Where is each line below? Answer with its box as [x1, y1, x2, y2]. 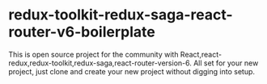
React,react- [180, 49, 222, 59]
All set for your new [193, 58, 259, 68]
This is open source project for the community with [8, 49, 179, 59]
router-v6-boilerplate [8, 23, 155, 41]
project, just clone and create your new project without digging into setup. [8, 66, 256, 76]
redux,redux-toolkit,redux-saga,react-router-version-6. [8, 58, 192, 68]
